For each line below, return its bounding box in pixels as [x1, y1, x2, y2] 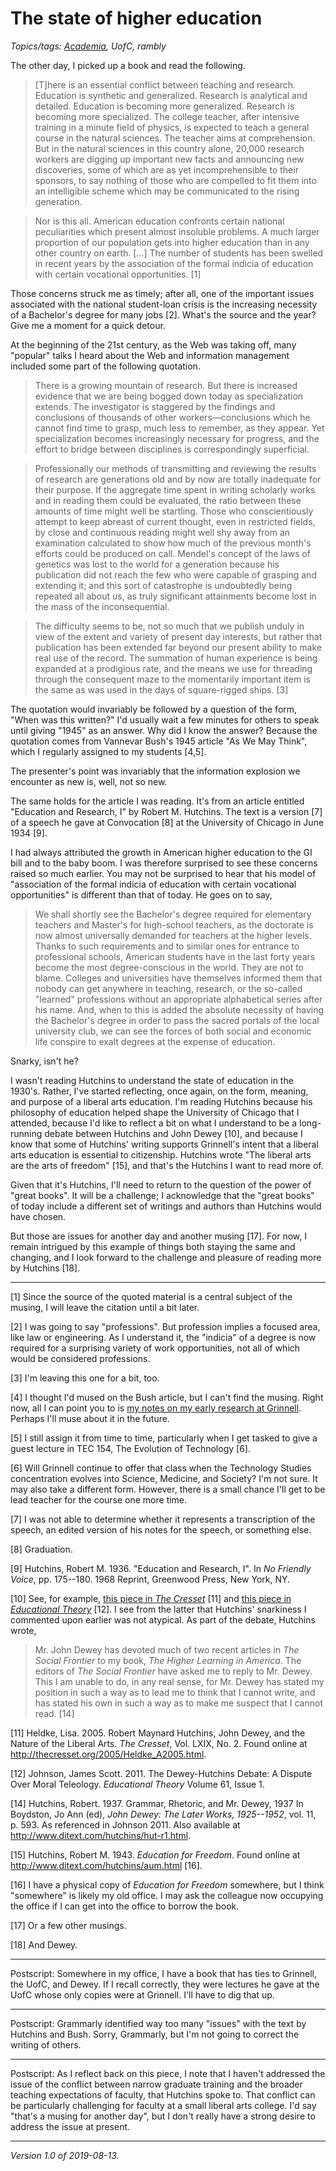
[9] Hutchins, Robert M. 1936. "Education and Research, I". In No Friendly [10, 1562, 312, 1574]
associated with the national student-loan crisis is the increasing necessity [10, 298, 318, 310]
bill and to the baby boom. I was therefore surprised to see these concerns [10, 857, 318, 869]
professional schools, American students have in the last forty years [34, 950, 316, 962]
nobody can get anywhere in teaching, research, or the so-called [34, 982, 303, 994]
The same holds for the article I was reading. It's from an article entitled [10, 795, 305, 807]
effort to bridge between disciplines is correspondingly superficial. [34, 443, 310, 455]
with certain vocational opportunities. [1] [34, 268, 202, 280]
